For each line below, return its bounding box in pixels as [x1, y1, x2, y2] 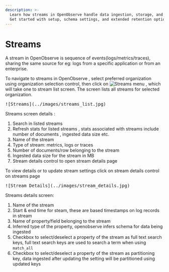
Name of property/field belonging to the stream [12, 218, 111, 224]
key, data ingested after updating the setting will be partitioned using [12, 255, 155, 262]
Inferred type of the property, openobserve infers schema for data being [12, 224, 163, 230]
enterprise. [5, 66, 28, 72]
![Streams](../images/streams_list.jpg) [5, 101, 107, 107]
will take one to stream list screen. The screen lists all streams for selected [5, 86, 160, 92]
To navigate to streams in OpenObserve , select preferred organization [5, 76, 152, 82]
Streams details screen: [5, 192, 54, 198]
